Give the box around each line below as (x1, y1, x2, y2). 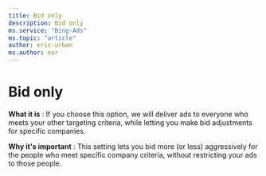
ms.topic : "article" (8, 33, 77, 42)
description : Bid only (8, 19, 84, 27)
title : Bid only (8, 11, 62, 20)
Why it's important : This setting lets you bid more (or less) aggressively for (8, 141, 259, 151)
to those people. (8, 158, 62, 168)
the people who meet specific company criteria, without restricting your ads (8, 150, 257, 159)
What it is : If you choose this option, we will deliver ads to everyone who (8, 109, 248, 119)
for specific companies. (8, 126, 86, 135)
